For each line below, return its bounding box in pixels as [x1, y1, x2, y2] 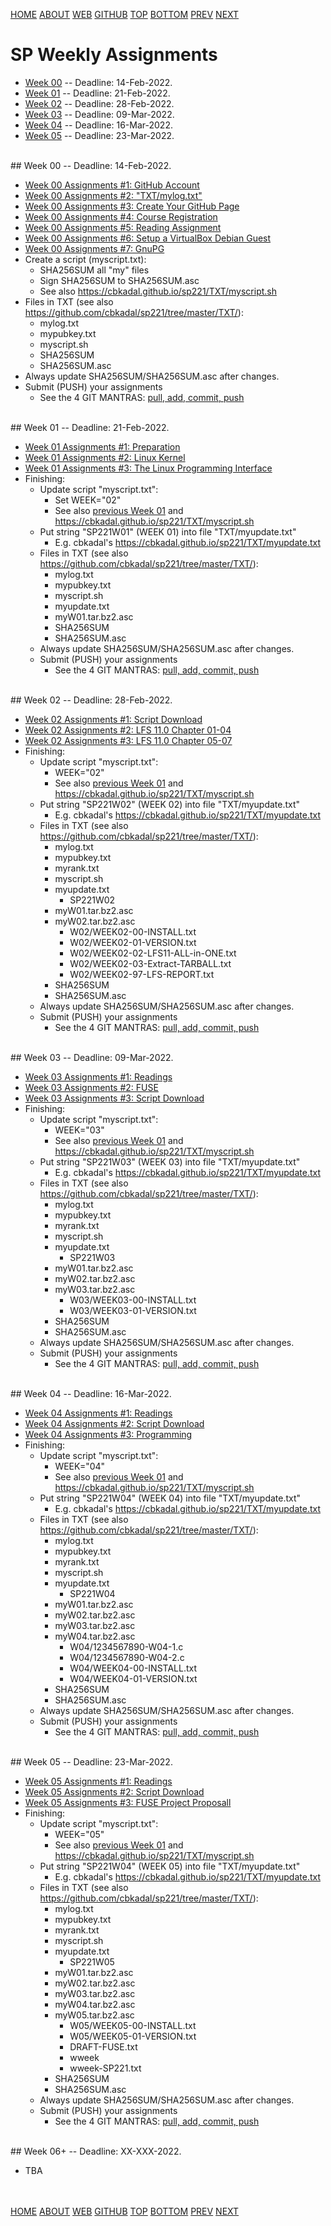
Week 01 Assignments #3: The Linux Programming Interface [24, 462, 273, 474]
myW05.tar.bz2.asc [54, 2009, 135, 2021]
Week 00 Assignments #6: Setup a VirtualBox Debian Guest [24, 232, 272, 244]
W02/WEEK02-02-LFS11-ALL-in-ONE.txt [69, 947, 237, 959]
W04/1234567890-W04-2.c [69, 1651, 185, 1663]
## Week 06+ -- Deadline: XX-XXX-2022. [10, 2145, 182, 2157]
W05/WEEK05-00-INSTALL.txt [69, 2019, 197, 2031]
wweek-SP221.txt [69, 2062, 142, 2074]
